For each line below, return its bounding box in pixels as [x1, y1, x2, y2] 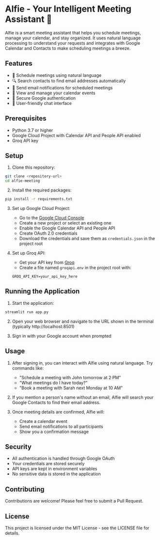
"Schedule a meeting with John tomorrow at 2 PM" [19, 374, 121, 380]
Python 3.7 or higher [12, 127, 53, 133]
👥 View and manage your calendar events [12, 90, 96, 96]
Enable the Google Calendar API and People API [19, 225, 115, 231]
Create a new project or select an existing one [19, 220, 112, 226]
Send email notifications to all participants [19, 423, 103, 429]
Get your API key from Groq [19, 260, 75, 265]
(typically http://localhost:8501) [12, 323, 75, 329]
